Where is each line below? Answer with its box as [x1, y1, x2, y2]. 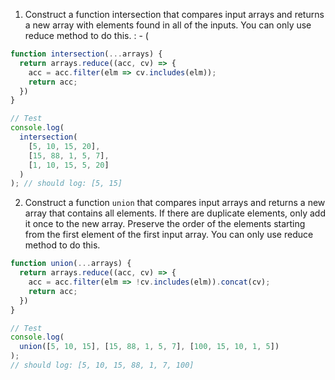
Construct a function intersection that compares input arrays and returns [24, 9, 325, 20]
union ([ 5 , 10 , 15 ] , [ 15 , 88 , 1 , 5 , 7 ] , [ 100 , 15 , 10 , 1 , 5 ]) [19, 342, 280, 352]
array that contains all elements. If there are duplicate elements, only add [24, 207, 327, 219]
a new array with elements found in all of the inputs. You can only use [24, 19, 312, 31]
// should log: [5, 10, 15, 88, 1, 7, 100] [10, 360, 195, 370]
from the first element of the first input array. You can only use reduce [24, 229, 314, 241]
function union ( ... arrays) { [10, 259, 132, 269]
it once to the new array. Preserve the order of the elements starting [24, 218, 306, 230]
